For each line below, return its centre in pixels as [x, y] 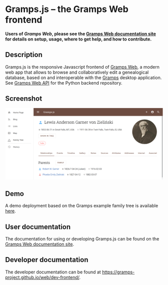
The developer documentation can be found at [53, 272]
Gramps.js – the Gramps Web [67, 9]
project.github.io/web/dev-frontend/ [42, 277]
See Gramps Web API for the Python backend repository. [64, 83]
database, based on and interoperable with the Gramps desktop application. [83, 77]
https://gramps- [118, 272]
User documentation [38, 227]
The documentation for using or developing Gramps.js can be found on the [82, 239]
